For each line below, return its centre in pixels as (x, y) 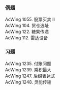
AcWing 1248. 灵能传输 (28, 82)
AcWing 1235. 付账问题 (28, 63)
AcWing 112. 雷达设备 (27, 38)
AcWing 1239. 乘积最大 (28, 69)
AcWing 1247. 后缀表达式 (30, 76)
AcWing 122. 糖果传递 (27, 32)
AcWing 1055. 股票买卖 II (30, 19)
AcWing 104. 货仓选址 (27, 26)
